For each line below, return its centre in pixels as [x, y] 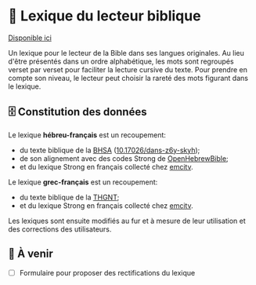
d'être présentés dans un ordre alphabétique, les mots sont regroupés [121, 61]
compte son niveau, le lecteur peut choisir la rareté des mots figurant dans [128, 78]
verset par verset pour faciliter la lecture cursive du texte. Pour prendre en [128, 69]
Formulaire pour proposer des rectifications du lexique [107, 272]
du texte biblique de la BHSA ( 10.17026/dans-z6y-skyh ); [110, 150]
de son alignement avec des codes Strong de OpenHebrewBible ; [124, 158]
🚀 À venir [31, 254]
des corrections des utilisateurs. [60, 229]
